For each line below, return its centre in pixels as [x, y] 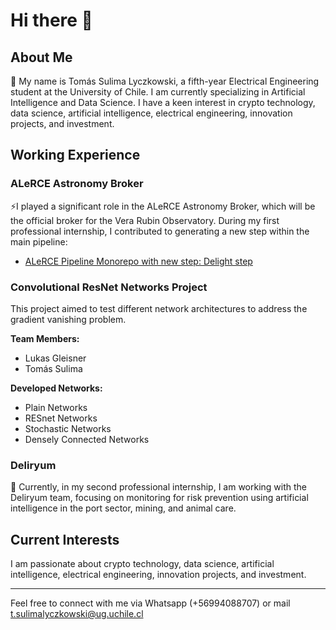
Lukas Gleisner [55, 358]
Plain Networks [56, 407]
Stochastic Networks [68, 428]
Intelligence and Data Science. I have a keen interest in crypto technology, [163, 102]
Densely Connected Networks [87, 439]
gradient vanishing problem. [68, 319]
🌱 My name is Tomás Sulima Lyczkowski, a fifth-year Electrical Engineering [165, 81]
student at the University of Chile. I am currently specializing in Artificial [158, 92]
